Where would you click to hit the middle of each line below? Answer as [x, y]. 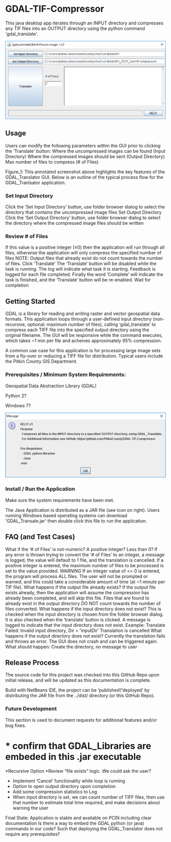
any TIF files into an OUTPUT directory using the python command [75, 28]
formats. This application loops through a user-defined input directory [78, 319]
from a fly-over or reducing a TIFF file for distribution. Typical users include [84, 356]
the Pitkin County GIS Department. [41, 361]
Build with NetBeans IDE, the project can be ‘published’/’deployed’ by [78, 690]
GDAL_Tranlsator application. [36, 182]
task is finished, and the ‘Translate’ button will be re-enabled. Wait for [78, 280]
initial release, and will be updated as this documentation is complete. [78, 680]
